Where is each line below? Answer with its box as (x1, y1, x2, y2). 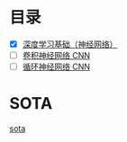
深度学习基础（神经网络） (22, 39, 118, 49)
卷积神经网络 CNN (22, 50, 91, 60)
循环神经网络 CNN (22, 61, 91, 72)
